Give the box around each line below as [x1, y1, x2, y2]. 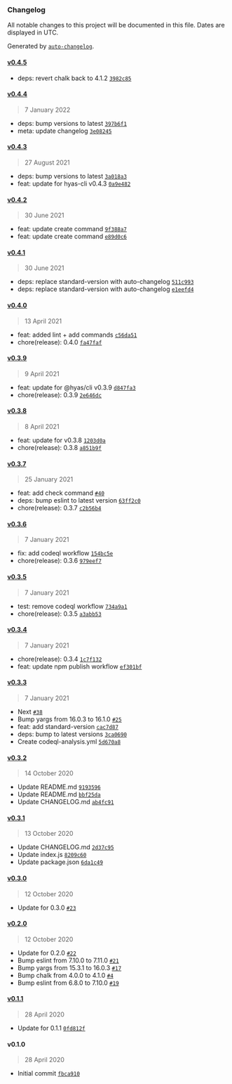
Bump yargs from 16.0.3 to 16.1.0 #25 [17, 715, 122, 723]
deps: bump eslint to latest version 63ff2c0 [17, 496, 142, 505]
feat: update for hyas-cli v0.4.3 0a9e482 [17, 179, 131, 188]
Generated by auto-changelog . [7, 42, 95, 51]
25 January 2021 [24, 475, 74, 484]
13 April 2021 [24, 316, 62, 325]
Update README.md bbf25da [17, 790, 101, 799]
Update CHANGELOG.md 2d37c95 [17, 843, 114, 851]
